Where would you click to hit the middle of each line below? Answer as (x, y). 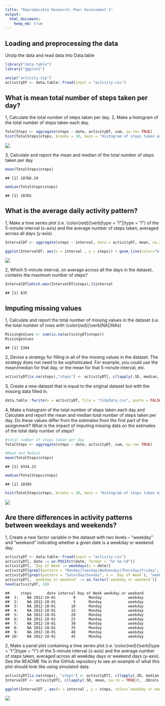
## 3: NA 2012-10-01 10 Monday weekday (74, 606)
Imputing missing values (43, 308)
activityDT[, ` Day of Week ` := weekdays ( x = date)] (58, 566)
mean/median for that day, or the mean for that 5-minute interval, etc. (75, 367)
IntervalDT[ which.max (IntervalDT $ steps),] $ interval (59, 284)
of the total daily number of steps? (40, 431)
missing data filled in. (27, 391)
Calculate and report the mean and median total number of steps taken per (81, 415)
